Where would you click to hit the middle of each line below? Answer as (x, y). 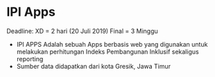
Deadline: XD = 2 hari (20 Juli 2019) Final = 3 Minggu (83, 31)
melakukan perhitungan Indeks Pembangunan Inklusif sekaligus (108, 52)
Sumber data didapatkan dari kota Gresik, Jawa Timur (94, 66)
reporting (30, 58)
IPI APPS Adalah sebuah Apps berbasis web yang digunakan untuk (112, 44)
